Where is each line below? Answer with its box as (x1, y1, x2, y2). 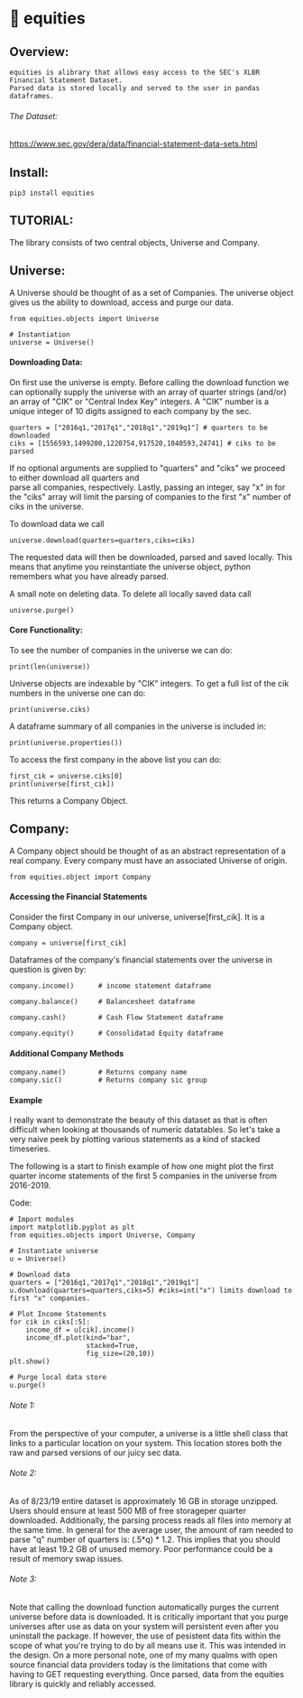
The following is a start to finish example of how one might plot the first (9, 1161, 274, 1172)
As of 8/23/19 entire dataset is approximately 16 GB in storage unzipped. (9, 1495, 279, 1506)
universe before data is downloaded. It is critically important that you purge (9, 1611, 289, 1622)
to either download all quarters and (9, 472, 140, 483)
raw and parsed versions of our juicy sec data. (9, 1447, 182, 1458)
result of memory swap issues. (9, 1553, 124, 1564)
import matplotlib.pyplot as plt (9, 1223, 135, 1232)
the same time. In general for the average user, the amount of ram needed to (9, 1524, 294, 1535)
